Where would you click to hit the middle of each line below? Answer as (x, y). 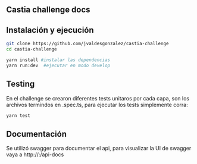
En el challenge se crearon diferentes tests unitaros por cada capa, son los (98, 98)
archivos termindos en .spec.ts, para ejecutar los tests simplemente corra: (97, 105)
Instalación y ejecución (50, 30)
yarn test (18, 115)
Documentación (37, 134)
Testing (21, 84)
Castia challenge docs (48, 10)
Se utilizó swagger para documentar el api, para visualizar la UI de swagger (99, 149)
